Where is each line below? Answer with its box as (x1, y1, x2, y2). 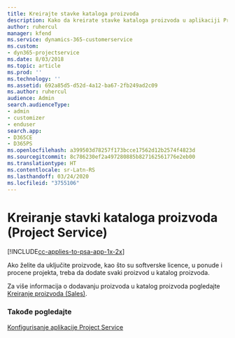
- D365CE (7, 134, 33, 141)
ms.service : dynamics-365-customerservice (7, 36, 133, 43)
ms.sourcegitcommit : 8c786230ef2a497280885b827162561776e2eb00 (7, 153, 196, 161)
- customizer (7, 114, 45, 121)
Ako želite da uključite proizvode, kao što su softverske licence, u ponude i (7, 261, 222, 269)
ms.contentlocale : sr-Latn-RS (7, 166, 96, 174)
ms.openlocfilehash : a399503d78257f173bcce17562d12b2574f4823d (7, 147, 196, 154)
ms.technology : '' (7, 75, 61, 83)
